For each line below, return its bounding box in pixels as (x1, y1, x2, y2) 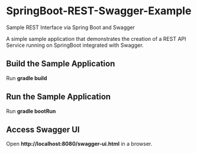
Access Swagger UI (6, 125, 80, 135)
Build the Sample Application (6, 59, 115, 69)
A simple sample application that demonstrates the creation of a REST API (6, 35, 186, 42)
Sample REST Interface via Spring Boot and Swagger (6, 24, 135, 31)
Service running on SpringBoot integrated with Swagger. (6, 42, 144, 49)
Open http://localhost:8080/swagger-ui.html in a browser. (6, 141, 153, 148)
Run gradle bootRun (6, 107, 56, 114)
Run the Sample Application (6, 92, 111, 102)
